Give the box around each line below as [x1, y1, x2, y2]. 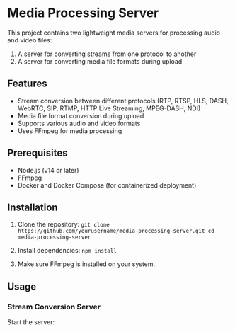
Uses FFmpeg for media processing [17, 126, 122, 135]
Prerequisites [7, 147, 68, 159]
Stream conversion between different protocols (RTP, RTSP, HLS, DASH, [17, 96, 229, 105]
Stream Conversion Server [7, 302, 101, 311]
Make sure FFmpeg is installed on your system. [17, 260, 156, 268]
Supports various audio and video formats [17, 119, 141, 127]
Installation [7, 201, 58, 213]
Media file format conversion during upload [17, 111, 144, 120]
